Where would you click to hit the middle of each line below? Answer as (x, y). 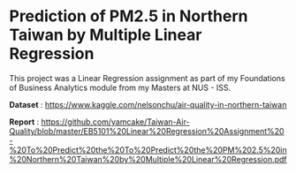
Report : (24, 122)
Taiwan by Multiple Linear (106, 35)
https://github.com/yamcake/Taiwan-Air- (115, 122)
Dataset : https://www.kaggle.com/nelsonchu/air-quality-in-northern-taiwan (148, 104)
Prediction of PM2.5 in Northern (129, 16)
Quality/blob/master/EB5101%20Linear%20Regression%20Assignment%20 (147, 131)
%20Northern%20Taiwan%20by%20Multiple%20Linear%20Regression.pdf (148, 159)
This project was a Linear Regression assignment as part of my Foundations (147, 78)
